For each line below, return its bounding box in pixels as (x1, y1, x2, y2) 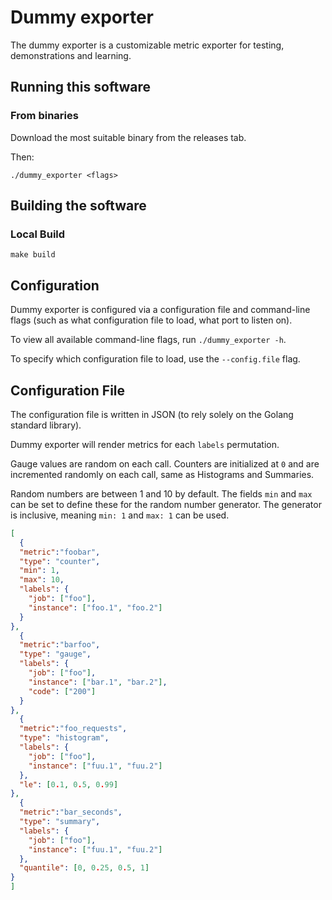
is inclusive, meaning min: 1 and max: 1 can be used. (10, 509, 230, 521)
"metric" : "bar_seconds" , (19, 807, 123, 818)
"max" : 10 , (19, 575, 65, 585)
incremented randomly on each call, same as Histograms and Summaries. (10, 468, 315, 480)
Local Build (10, 227, 66, 241)
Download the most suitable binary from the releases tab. (10, 131, 247, 143)
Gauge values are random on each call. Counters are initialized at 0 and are (10, 457, 320, 470)
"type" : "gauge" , (19, 649, 92, 660)
